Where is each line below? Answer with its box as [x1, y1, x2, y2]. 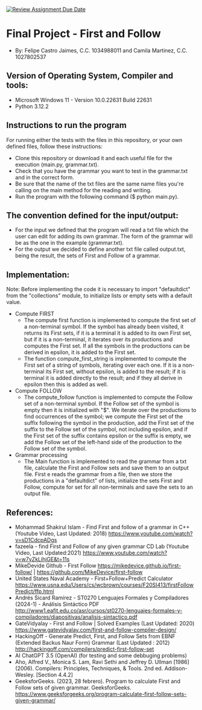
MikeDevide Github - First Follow [14, 562, 96, 569]
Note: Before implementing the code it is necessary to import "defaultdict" [6, 286, 191, 293]
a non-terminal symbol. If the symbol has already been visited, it [24, 323, 184, 331]
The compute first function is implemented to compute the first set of [24, 317, 196, 324]
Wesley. [14, 671, 35, 678]
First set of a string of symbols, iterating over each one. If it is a [24, 361, 181, 369]
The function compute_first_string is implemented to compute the [24, 355, 187, 363]
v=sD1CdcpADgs [14, 537, 57, 543]
